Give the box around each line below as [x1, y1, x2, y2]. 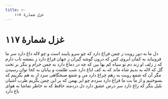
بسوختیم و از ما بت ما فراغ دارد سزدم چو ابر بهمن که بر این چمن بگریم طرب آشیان [5, 77, 162, 83]
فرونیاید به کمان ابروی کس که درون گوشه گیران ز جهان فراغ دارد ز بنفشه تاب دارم [5, 56, 161, 62]
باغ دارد [5, 88, 19, 94]
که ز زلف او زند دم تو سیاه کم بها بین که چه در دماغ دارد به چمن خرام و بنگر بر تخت [5, 61, 162, 67]
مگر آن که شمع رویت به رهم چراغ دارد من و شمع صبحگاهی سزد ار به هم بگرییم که [5, 72, 161, 78]
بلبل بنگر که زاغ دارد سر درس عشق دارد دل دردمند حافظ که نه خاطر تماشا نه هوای [5, 83, 162, 89]
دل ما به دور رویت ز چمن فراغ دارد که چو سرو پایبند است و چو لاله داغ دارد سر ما [5, 51, 158, 57]
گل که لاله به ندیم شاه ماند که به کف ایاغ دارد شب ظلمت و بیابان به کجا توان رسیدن [5, 67, 163, 73]
